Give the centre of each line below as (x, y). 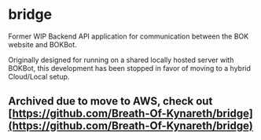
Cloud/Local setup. (39, 76)
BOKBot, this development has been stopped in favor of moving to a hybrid (130, 68)
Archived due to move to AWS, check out (110, 101)
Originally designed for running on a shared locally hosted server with (121, 60)
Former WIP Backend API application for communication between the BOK (129, 36)
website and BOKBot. (42, 44)
